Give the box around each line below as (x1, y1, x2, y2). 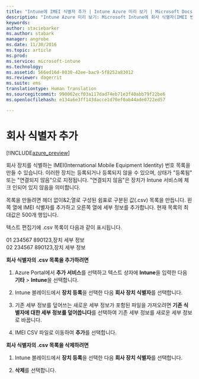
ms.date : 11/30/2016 (6, 42, 57, 48)
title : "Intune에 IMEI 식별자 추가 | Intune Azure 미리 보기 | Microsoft (6, 8, 179, 15)
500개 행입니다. (21, 211, 59, 218)
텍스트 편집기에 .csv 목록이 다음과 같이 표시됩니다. (6, 223, 123, 231)
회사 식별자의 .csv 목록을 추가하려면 (6, 256, 89, 264)
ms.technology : (6, 63, 44, 70)
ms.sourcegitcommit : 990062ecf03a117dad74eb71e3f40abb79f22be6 (6, 91, 166, 97)
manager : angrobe (6, 36, 49, 42)
